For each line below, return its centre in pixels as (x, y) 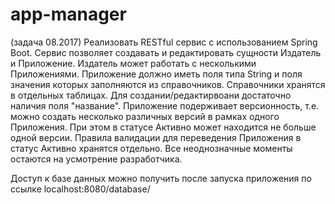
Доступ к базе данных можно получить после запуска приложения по (161, 178)
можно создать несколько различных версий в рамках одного (145, 116)
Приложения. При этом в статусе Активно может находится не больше (163, 127)
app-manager (68, 14)
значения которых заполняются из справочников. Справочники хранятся (168, 84)
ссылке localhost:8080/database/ (80, 189)
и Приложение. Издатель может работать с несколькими (133, 63)
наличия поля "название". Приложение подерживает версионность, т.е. (165, 105)
